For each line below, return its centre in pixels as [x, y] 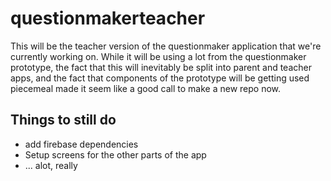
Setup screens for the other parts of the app [115, 154]
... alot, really [51, 165]
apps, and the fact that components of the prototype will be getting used [160, 78]
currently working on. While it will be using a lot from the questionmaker [158, 56]
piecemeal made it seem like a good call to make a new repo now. [146, 88]
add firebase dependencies [81, 144]
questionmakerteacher [108, 18]
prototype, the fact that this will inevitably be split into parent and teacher [161, 67]
